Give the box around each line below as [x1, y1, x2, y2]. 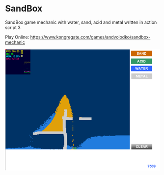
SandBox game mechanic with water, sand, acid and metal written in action [5, 19, 157, 25]
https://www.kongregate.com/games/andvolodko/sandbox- [30, 34, 151, 40]
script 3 [5, 24, 21, 30]
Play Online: [5, 34, 29, 40]
